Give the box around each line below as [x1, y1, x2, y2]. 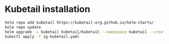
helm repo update [5, 24, 41, 29]
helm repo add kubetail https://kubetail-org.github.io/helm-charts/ [5, 20, 154, 25]
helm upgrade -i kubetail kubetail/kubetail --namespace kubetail [5, 29, 147, 34]
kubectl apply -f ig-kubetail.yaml [5, 34, 80, 39]
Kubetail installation [5, 3, 90, 15]
